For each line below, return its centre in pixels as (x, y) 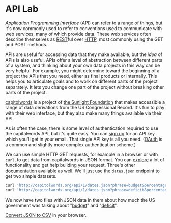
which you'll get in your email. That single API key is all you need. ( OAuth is (84, 139)
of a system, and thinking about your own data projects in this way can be (83, 65)
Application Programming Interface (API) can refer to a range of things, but (84, 23)
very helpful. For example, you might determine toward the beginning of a (82, 71)
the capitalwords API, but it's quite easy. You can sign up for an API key (80, 133)
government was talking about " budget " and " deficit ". (62, 205)
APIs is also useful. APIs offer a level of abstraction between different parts (84, 60)
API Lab (22, 9)
